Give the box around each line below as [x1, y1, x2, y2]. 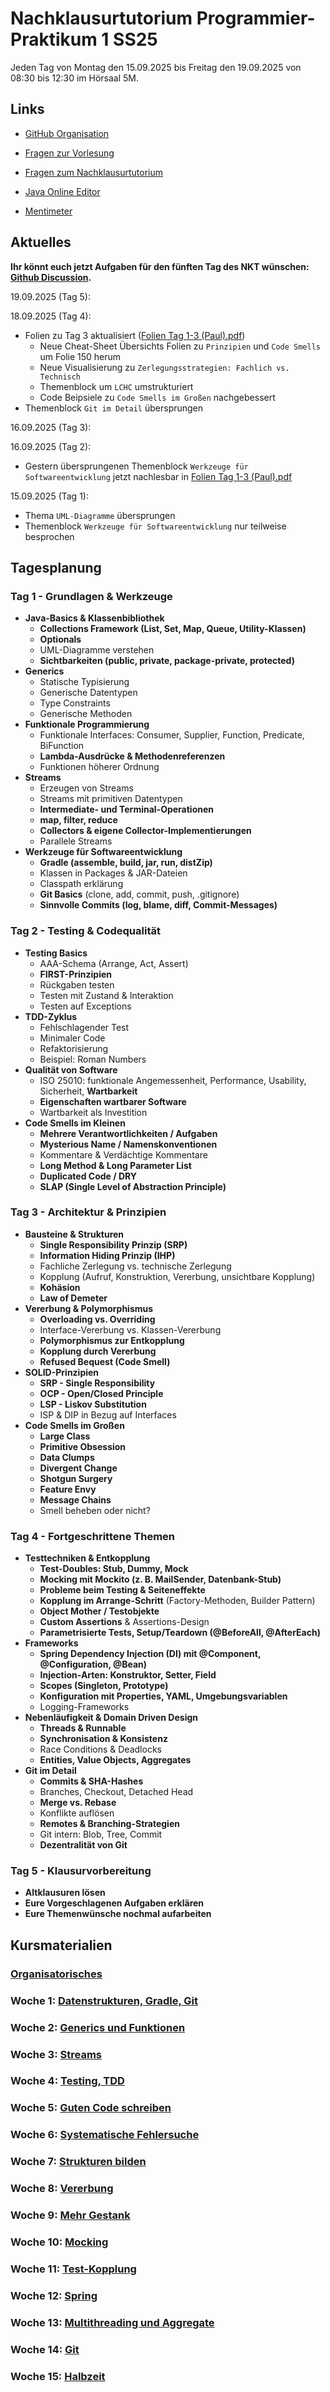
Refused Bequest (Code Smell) [39, 1355, 171, 1367]
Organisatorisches [10, 1967, 103, 1981]
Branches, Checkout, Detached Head [39, 1786, 194, 1798]
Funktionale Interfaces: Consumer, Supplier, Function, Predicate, [39, 729, 305, 741]
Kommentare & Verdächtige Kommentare [39, 1148, 208, 1161]
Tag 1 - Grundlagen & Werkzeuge [10, 589, 173, 603]
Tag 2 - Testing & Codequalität [10, 924, 161, 938]
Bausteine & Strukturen [24, 1228, 125, 1240]
